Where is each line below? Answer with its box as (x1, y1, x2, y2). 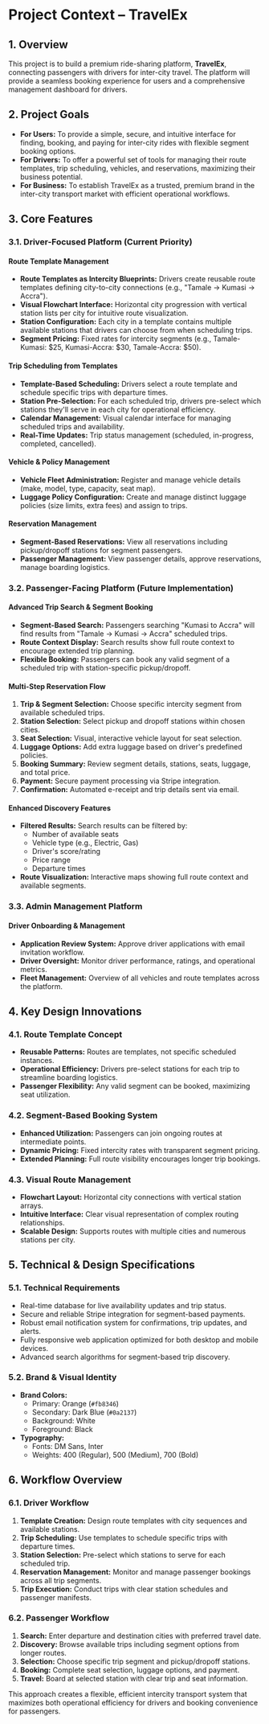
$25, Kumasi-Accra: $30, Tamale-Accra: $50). (47, 343, 202, 352)
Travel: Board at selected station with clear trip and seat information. (19, 1673, 248, 1683)
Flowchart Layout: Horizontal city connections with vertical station (19, 1192, 242, 1201)
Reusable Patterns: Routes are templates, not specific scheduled (19, 1047, 237, 1057)
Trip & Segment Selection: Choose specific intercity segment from (19, 700, 243, 709)
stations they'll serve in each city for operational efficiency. (19, 404, 216, 414)
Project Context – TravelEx (8, 6, 188, 24)
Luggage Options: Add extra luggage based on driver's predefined (19, 742, 243, 752)
